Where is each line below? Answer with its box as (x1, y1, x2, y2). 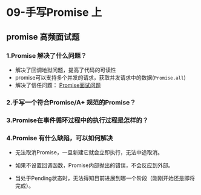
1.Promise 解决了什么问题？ (6, 51, 87, 60)
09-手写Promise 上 (6, 5, 102, 19)
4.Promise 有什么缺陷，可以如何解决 (6, 134, 113, 142)
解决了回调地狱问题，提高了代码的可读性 (15, 66, 116, 74)
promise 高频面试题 (6, 32, 80, 42)
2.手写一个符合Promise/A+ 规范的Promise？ (6, 98, 136, 106)
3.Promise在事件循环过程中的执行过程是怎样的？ (6, 116, 149, 125)
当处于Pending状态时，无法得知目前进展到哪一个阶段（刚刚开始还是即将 (15, 174, 195, 182)
